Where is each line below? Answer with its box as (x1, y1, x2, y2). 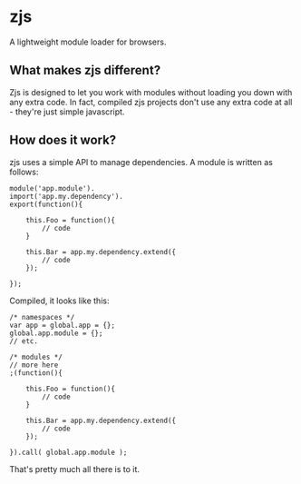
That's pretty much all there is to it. (9, 463, 141, 474)
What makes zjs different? (9, 63, 161, 78)
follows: (9, 166, 39, 177)
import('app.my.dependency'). (9, 192, 124, 201)
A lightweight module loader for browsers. (9, 36, 167, 47)
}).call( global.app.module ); (9, 448, 128, 457)
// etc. (9, 336, 39, 346)
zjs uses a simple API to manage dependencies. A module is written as (9, 156, 274, 167)
